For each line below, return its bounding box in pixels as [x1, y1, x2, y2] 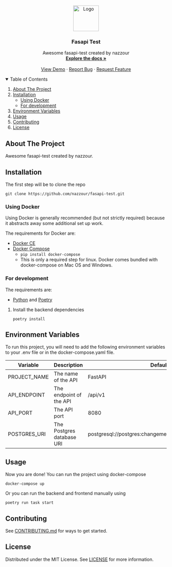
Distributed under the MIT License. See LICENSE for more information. [5, 556, 154, 562]
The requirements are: [5, 287, 52, 293]
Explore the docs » [66, 55, 106, 62]
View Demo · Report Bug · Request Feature [40, 66, 132, 72]
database [53, 434, 77, 441]
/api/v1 [88, 391, 105, 399]
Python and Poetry [12, 296, 53, 303]
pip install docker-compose [20, 252, 80, 257]
